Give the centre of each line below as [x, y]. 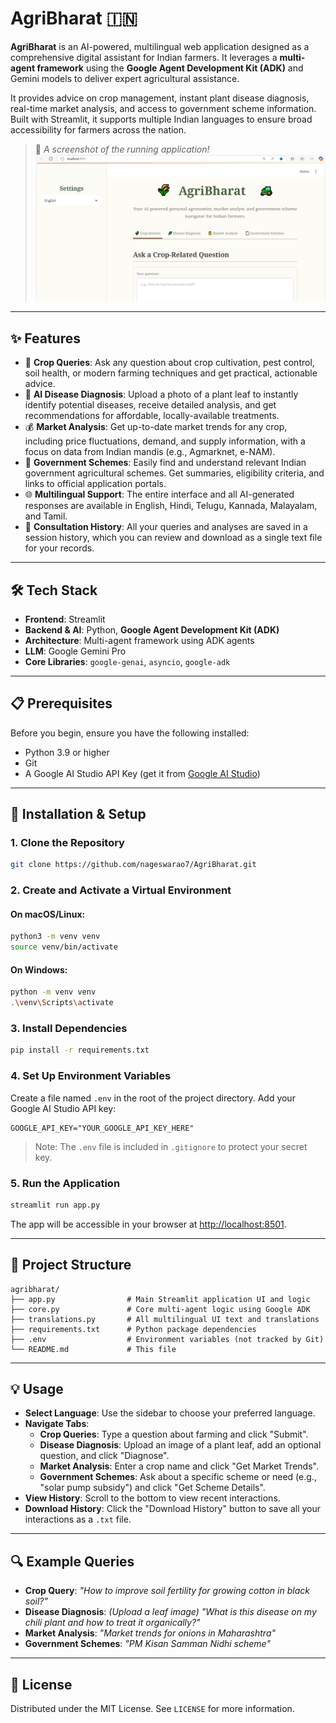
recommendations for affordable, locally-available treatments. [152, 416]
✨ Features [45, 338]
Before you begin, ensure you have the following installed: [130, 733]
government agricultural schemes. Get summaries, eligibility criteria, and [174, 473]
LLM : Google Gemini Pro [75, 651]
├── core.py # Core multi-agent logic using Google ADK [160, 1309]
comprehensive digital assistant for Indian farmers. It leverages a [144, 57]
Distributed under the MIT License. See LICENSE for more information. [152, 1709]
